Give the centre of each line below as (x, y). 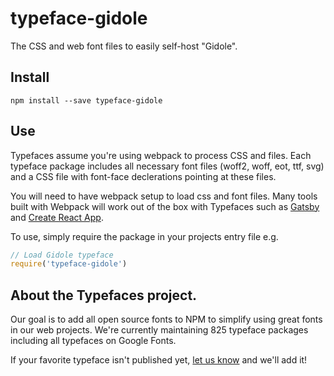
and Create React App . (57, 217)
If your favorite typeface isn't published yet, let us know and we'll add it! (159, 360)
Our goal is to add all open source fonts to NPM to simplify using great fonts (166, 319)
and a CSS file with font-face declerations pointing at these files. (143, 176)
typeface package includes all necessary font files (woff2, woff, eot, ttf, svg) (167, 166)
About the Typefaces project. (104, 295)
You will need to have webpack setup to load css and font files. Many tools (164, 196)
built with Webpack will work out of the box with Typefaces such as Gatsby (165, 206)
